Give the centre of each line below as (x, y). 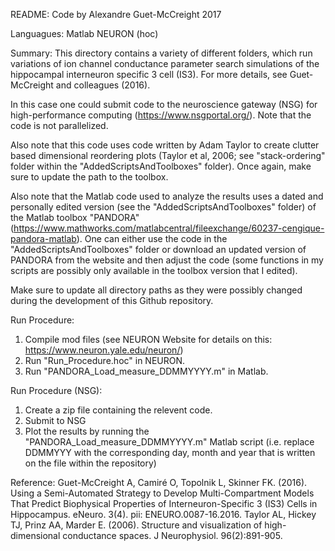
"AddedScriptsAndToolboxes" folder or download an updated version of (158, 249)
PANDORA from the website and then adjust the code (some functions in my (167, 260)
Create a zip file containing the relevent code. (118, 410)
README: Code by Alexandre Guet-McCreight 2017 (116, 14)
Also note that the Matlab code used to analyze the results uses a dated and (167, 196)
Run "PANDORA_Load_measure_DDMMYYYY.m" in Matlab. (146, 371)
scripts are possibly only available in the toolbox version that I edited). (154, 270)
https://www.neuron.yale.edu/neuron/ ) (104, 350)
